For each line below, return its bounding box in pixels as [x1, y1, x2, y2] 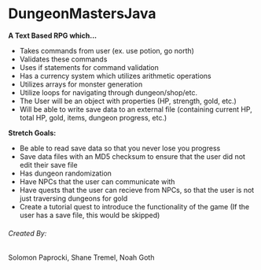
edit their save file [19, 160, 78, 169]
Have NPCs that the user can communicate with [19, 176, 175, 186]
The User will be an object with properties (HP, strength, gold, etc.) [19, 96, 237, 105]
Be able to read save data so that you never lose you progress [19, 143, 221, 153]
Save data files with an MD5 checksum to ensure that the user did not [19, 151, 246, 161]
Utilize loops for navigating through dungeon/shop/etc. [19, 87, 198, 97]
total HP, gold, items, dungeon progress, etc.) [19, 113, 167, 122]
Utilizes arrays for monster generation [19, 80, 143, 89]
